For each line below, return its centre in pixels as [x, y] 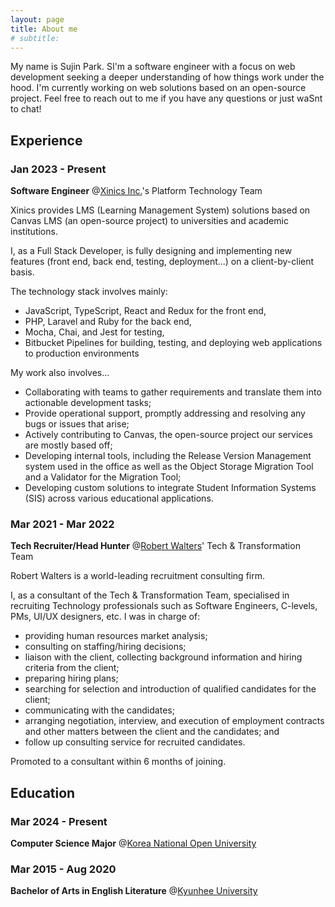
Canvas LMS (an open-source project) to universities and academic [149, 221]
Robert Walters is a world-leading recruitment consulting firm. [137, 576]
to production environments [82, 353]
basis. [22, 272]
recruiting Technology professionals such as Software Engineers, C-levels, [164, 606]
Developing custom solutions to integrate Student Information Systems [170, 488]
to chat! [26, 109]
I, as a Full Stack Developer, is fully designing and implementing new [151, 251]
